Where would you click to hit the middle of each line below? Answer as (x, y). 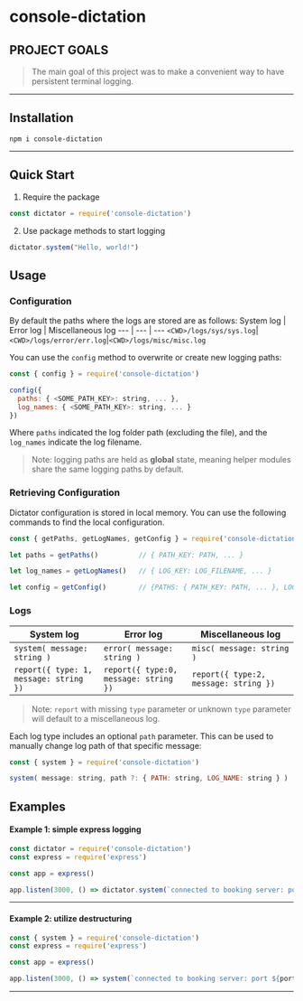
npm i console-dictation (56, 139)
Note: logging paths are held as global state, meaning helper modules (161, 460)
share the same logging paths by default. (108, 469)
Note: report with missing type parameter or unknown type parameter (161, 709)
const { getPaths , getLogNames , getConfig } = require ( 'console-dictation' (155, 538)
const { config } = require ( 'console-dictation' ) (105, 374)
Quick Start (42, 175)
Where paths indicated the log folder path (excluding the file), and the (138, 433)
